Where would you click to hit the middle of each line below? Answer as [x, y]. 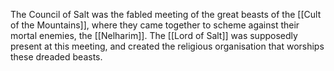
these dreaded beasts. [56, 57]
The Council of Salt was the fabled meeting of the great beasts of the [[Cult [166, 14]
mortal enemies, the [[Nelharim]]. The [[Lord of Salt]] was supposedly [154, 35]
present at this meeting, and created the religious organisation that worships [167, 46]
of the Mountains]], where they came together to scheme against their [155, 25]
